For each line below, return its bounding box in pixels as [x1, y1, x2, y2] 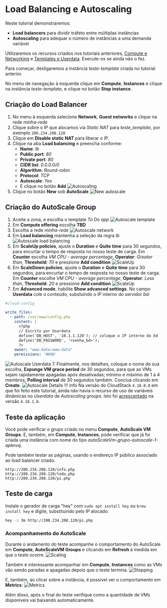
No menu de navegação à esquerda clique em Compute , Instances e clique [5, 80, 162, 86]
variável [12, 40, 29, 46]
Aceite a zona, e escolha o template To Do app [12, 216, 109, 222]
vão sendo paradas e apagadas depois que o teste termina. [5, 567, 128, 573]
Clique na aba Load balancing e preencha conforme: [12, 140, 122, 146]
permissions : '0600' [14, 352, 57, 357]
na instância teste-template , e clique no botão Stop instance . [5, 85, 132, 91]
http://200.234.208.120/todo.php [5, 471, 75, 476]
